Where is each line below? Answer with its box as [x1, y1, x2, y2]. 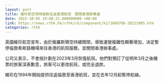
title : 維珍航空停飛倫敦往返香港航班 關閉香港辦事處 [5, 12, 101, 16]
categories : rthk [5, 25, 41, 30]
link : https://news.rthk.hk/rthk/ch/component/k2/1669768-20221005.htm [5, 20, 154, 26]
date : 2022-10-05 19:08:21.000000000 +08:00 [5, 16, 97, 21]
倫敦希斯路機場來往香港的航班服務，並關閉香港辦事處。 [9, 45, 121, 51]
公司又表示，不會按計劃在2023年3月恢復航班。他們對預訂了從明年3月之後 [5, 55, 154, 61]
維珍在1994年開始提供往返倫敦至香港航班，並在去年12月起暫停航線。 [5, 72, 143, 78]
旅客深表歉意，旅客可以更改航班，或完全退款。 [13, 62, 108, 67]
